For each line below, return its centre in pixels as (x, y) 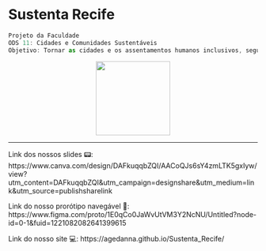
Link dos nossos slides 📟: (51, 154)
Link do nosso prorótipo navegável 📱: (69, 206)
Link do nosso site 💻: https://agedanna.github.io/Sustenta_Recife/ (116, 238)
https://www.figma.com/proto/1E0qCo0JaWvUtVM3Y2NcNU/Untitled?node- (133, 214)
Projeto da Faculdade (44, 36)
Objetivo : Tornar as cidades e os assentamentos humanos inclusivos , (125, 50)
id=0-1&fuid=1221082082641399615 (67, 223)
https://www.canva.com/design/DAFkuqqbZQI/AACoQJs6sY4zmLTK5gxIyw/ (133, 165)
